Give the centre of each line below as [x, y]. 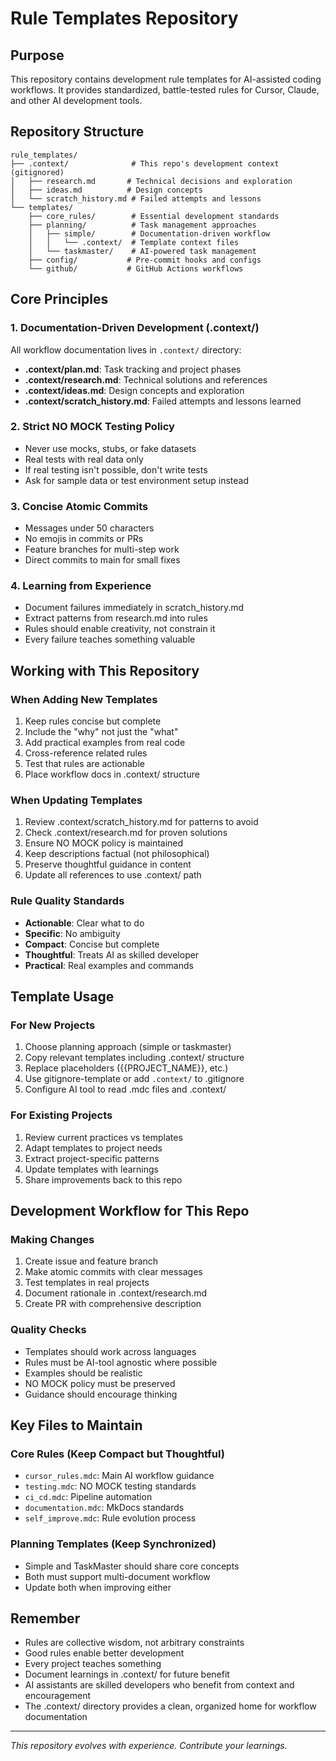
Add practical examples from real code [105, 743]
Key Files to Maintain [76, 1425]
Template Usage [62, 997]
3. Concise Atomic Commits [79, 506]
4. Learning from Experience [81, 586]
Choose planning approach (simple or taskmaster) [128, 1047]
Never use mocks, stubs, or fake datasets [110, 448]
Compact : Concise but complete [92, 944]
